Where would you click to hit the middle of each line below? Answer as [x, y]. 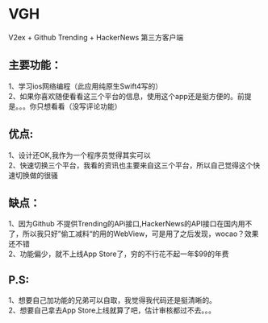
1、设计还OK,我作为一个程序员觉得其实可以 [80, 155]
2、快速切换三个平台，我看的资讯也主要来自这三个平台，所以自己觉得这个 [131, 165]
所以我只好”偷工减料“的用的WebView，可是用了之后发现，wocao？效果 [140, 234]
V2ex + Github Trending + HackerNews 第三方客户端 [96, 37]
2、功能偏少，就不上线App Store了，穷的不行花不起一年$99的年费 [119, 254]
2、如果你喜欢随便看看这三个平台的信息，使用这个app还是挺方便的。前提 [130, 96]
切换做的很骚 [36, 175]
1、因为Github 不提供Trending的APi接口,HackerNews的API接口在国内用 [127, 224]
